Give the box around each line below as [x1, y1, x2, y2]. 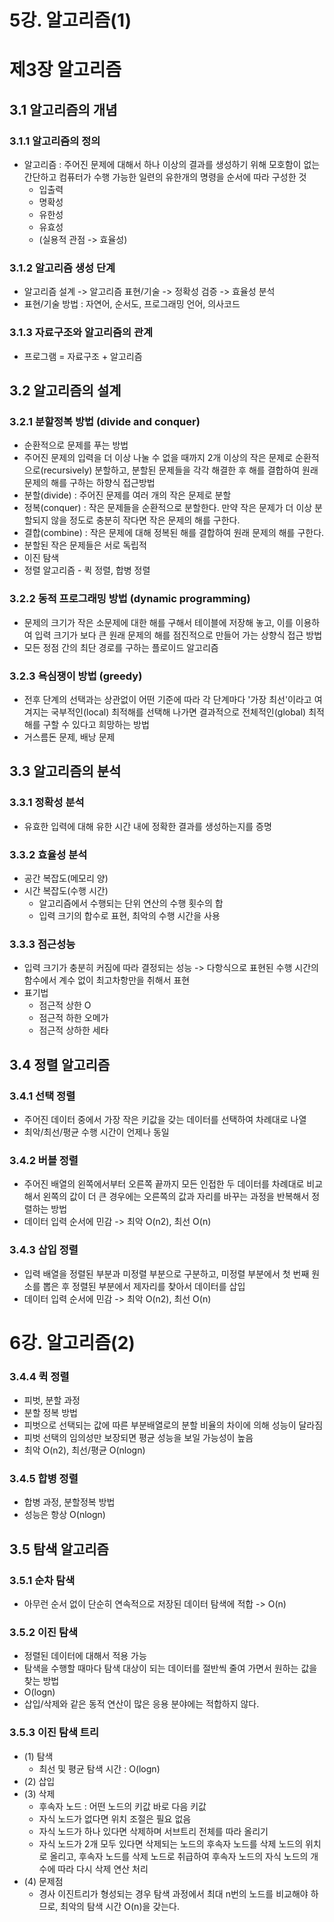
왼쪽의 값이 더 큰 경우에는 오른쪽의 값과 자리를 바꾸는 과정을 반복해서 [42, 1191, 310, 1203]
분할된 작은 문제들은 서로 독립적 [23, 539, 147, 551]
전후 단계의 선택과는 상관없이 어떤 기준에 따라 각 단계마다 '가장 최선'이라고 [23, 693, 312, 705]
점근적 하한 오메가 [38, 1012, 109, 1024]
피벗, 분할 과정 [23, 1394, 81, 1406]
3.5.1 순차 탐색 [9, 1573, 76, 1587]
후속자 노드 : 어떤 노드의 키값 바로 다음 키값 [38, 1800, 207, 1812]
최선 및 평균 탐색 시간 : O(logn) [38, 1762, 161, 1775]
